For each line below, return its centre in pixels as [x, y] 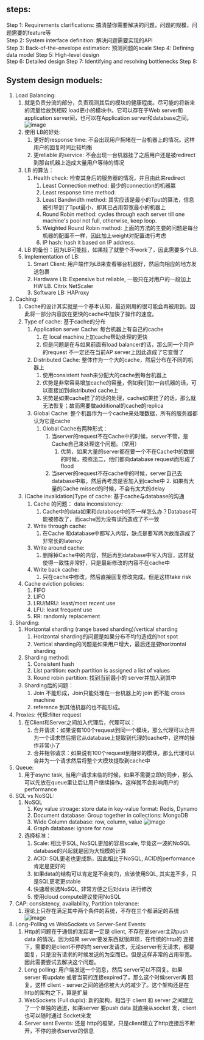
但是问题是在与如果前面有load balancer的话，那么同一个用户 [118, 344]
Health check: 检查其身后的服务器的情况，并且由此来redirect [109, 178]
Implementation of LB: [52, 256]
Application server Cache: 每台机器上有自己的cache [98, 329]
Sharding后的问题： [49, 685]
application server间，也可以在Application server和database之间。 [108, 117]
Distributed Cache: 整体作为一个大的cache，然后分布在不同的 [111, 360]
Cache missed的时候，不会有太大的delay [114, 489]
